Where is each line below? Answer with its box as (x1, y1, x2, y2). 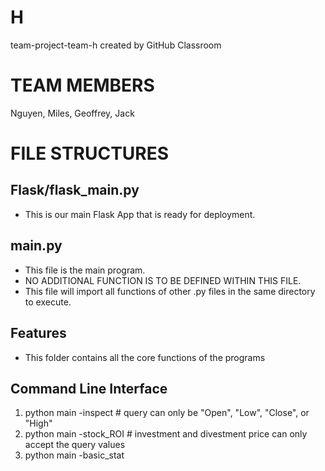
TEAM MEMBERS (10, 74, 155, 97)
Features (10, 325, 67, 342)
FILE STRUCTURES (10, 142, 170, 165)
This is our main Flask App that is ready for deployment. (24, 208, 256, 220)
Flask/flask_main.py (10, 182, 140, 199)
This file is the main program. (24, 264, 146, 276)
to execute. (24, 296, 72, 308)
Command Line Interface (10, 380, 168, 397)
